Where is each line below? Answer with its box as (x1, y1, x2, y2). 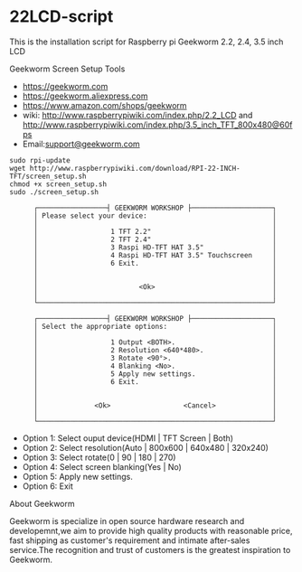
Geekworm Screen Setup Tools (9, 63, 126, 74)
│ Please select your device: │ (33, 211, 278, 220)
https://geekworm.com (22, 80, 109, 91)
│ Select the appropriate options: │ (33, 322, 278, 331)
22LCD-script (9, 6, 114, 27)
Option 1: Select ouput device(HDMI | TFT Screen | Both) (22, 432, 233, 444)
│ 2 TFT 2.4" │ (33, 235, 278, 244)
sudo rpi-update (9, 155, 71, 164)
